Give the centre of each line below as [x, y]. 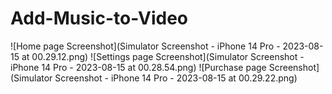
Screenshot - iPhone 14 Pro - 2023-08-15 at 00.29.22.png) [176, 78]
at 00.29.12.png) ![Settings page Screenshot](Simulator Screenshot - [163, 56]
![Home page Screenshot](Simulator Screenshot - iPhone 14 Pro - [145, 46]
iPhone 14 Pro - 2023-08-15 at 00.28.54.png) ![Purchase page [138, 67]
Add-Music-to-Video [99, 18]
